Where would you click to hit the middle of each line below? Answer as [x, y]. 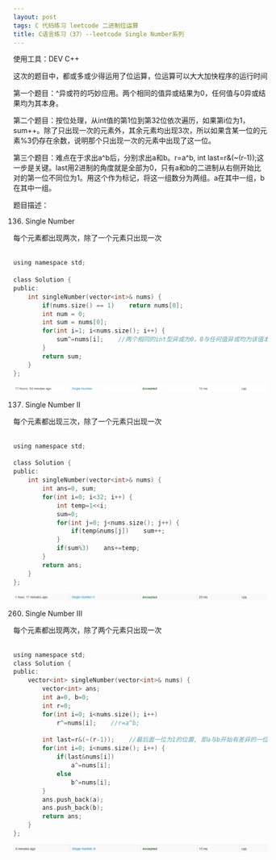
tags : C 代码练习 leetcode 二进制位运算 [76, 25]
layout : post [35, 17]
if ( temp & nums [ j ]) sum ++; [118, 531]
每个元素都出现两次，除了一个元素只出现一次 [88, 238]
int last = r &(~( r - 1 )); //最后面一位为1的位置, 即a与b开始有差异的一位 [155, 740]
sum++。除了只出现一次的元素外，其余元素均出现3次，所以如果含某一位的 [137, 131]
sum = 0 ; [67, 514]
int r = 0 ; [57, 706]
